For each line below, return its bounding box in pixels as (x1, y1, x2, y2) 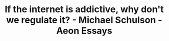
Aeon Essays (56, 25, 112, 36)
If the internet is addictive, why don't (4, 4, 164, 15)
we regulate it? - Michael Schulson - (6, 14, 163, 26)
